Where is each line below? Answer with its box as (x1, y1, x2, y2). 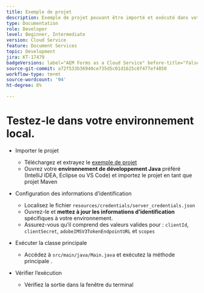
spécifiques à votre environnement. (24, 214, 114, 222)
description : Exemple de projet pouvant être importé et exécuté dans (6, 15, 189, 21)
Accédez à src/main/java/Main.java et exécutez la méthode (24, 250, 175, 258)
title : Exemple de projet (6, 9, 72, 15)
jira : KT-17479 (6, 54, 45, 60)
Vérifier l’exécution (15, 269, 63, 277)
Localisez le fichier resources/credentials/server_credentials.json (24, 201, 195, 209)
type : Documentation (6, 20, 59, 26)
